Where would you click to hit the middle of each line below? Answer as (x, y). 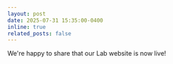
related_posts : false (40, 33)
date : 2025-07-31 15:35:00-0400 (55, 20)
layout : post (27, 14)
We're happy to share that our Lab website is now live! (87, 53)
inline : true (27, 27)
